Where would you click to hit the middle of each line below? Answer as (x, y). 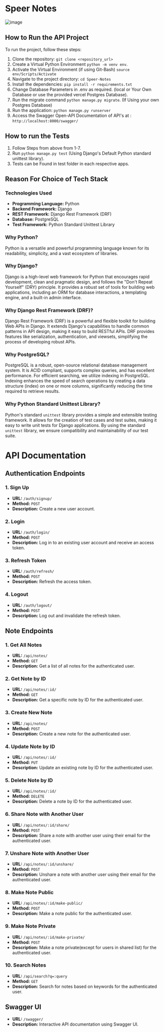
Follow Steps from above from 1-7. (47, 148)
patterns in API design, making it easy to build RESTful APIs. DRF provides (80, 332)
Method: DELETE (28, 796)
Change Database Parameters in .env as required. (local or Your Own (82, 89)
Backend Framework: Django (42, 209)
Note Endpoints (29, 631)
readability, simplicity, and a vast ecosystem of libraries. (62, 253)
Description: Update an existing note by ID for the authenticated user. (82, 768)
